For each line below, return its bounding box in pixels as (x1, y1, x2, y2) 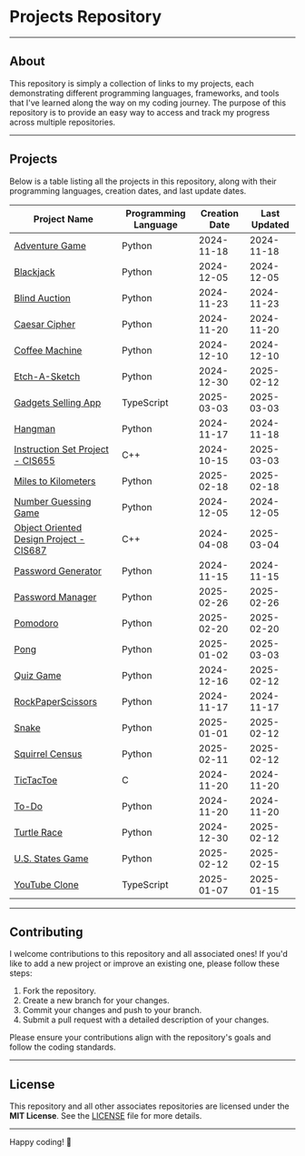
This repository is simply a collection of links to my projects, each (9, 77, 254, 88)
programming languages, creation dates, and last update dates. (9, 185, 247, 196)
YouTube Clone (14, 878, 79, 890)
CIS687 (14, 544, 47, 557)
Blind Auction (14, 291, 71, 304)
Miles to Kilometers (14, 475, 96, 488)
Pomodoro (14, 617, 59, 629)
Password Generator (14, 564, 103, 577)
